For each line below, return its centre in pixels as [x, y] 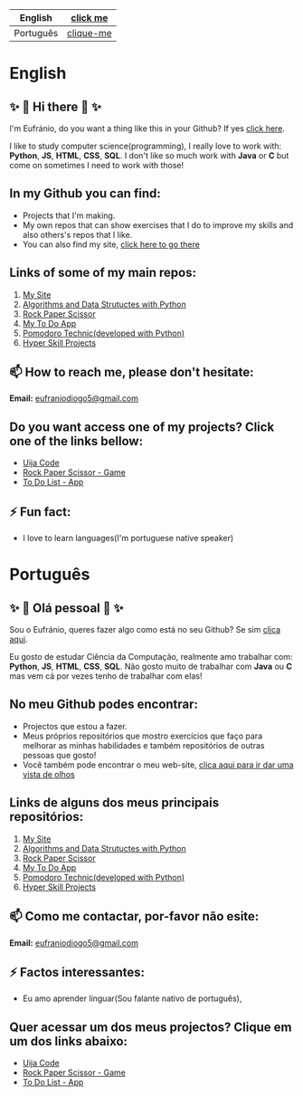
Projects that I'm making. [69, 215]
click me [90, 18]
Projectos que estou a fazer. [75, 726]
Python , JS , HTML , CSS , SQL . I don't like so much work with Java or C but [149, 156]
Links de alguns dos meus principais [114, 803]
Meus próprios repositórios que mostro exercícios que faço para [142, 736]
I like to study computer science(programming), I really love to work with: [146, 146]
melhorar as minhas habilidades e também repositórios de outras [143, 745]
